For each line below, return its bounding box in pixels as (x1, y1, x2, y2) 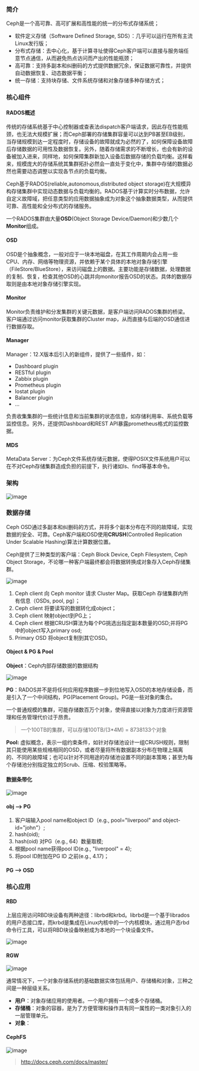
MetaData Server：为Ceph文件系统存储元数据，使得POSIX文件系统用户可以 (6, 455, 191, 463)
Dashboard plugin (14, 363, 59, 370)
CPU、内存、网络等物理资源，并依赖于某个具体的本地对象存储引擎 (6, 258, 168, 265)
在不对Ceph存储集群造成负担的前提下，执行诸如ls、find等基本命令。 (6, 463, 173, 470)
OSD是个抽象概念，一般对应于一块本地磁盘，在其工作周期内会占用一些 (6, 250, 178, 257)
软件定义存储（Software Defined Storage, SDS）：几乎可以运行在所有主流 (14, 33, 193, 40)
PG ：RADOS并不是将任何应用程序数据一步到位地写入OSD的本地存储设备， (6, 686, 188, 693)
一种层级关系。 (16, 984, 53, 992)
